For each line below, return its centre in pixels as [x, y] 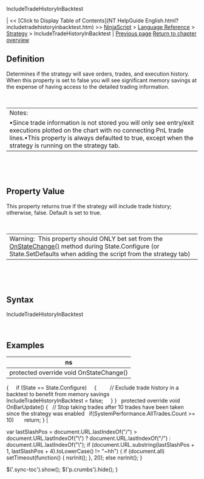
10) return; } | [27, 420]
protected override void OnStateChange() [69, 372]
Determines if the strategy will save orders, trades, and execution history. [98, 74]
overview [18, 40]
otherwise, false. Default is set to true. [54, 212]
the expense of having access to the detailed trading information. [88, 86]
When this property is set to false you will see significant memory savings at [102, 80]
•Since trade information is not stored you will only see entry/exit [102, 122]
